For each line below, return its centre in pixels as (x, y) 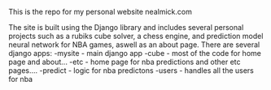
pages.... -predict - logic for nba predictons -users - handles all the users (131, 71)
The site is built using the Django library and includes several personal (126, 27)
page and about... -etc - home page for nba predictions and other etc (125, 62)
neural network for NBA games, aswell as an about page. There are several (134, 45)
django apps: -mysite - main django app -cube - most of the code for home (135, 53)
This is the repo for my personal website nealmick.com (101, 12)
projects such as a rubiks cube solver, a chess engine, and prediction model (136, 36)
